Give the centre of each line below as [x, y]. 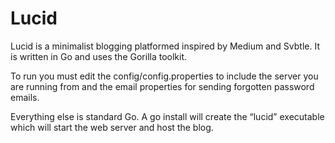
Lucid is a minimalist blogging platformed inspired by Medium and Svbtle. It [165, 46]
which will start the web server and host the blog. [112, 127]
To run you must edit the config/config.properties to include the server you [164, 76]
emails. [25, 97]
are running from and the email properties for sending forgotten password [162, 86]
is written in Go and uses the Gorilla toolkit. [99, 56]
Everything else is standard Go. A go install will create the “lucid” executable [167, 116]
